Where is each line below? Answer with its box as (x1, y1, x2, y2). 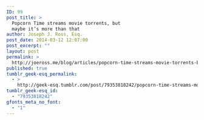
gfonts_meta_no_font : (6, 99, 61, 105)
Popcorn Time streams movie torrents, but (12, 20, 121, 26)
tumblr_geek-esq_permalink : (6, 71, 78, 77)
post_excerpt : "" (6, 43, 50, 49)
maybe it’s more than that (12, 25, 80, 32)
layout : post (6, 48, 39, 55)
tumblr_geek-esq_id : (6, 88, 59, 94)
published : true (6, 65, 47, 72)
